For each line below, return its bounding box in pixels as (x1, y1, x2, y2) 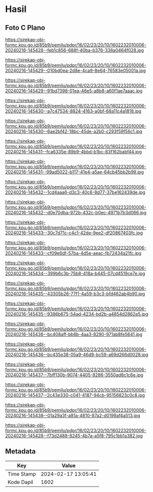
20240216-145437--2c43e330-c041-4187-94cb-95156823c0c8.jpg (5, 392, 146, 398)
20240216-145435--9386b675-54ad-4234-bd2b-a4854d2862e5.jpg (5, 311, 149, 317)
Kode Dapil (7, 479, 33, 486)
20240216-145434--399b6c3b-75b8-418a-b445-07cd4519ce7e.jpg (5, 271, 146, 276)
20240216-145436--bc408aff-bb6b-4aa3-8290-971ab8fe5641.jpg (5, 331, 143, 337)
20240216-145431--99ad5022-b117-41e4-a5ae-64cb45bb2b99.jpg (5, 169, 144, 175)
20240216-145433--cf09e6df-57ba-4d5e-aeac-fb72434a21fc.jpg (5, 250, 142, 256)
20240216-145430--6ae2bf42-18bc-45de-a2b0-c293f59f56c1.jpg (5, 128, 143, 134)
